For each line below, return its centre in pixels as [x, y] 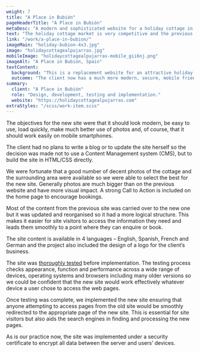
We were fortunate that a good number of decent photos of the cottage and [99, 171]
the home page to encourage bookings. [54, 197]
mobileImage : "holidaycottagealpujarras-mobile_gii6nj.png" [82, 56]
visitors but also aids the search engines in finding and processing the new [98, 319]
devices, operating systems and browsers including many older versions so [99, 275]
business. [18, 251]
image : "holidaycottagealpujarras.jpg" [56, 51]
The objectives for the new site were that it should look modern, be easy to [98, 123]
